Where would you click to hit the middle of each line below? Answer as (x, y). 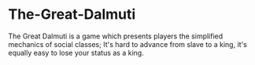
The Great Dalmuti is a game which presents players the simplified (116, 36)
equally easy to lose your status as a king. (76, 52)
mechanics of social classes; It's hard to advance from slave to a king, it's (128, 44)
